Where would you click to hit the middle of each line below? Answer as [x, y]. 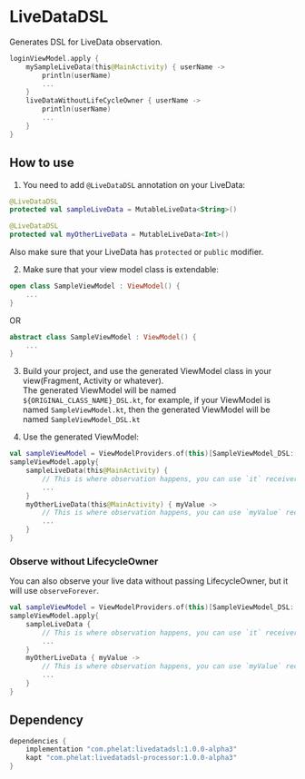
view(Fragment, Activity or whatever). [93, 381]
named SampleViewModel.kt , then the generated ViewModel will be [146, 409]
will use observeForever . [54, 591]
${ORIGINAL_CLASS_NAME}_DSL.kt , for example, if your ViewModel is [146, 400]
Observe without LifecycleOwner [84, 561]
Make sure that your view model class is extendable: [121, 269]
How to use [42, 163]
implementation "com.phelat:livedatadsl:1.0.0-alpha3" [132, 749]
